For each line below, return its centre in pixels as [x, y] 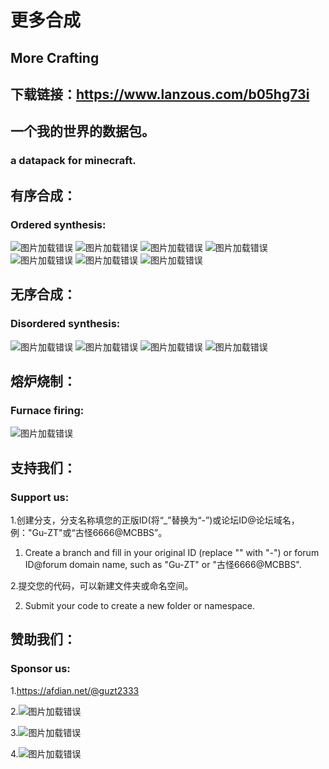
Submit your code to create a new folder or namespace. [140, 606]
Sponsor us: [40, 669]
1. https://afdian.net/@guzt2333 [75, 690]
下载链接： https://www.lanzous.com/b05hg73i [160, 94]
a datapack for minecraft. [73, 161]
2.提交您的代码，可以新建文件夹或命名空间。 [102, 586]
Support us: [40, 497]
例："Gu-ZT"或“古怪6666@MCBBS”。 [89, 533]
